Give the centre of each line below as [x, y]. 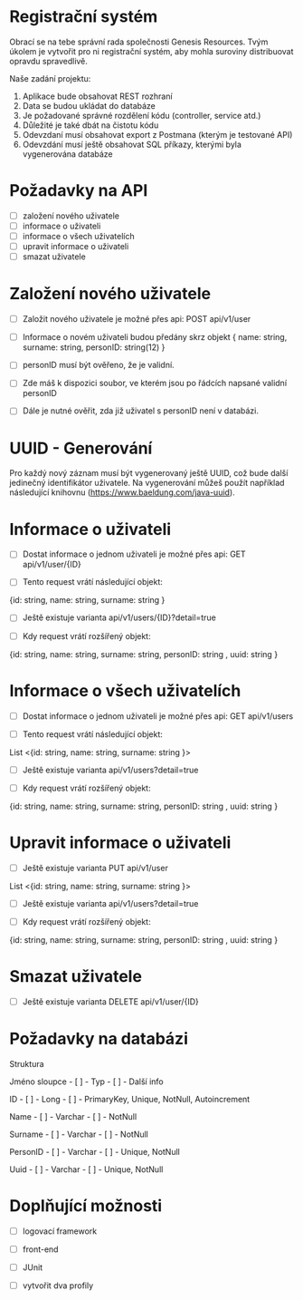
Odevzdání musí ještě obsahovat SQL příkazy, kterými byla [132, 144]
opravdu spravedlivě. [49, 61]
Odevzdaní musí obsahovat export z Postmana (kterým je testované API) [157, 134]
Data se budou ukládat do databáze [89, 105]
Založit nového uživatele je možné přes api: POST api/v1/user [137, 319]
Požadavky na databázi [99, 1039]
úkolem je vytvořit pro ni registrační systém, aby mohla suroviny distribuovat [151, 51]
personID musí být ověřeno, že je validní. [98, 365]
